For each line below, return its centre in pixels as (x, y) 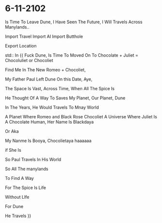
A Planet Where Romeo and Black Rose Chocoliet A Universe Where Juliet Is (81, 116)
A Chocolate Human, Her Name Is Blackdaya (50, 122)
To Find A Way (19, 178)
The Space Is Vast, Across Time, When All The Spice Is (60, 88)
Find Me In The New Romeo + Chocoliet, (45, 70)
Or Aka (12, 131)
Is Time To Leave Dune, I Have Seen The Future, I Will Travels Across (74, 22)
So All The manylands (27, 169)
